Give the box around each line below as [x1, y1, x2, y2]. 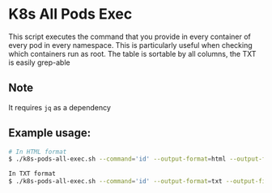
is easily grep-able [8, 58, 70, 67]
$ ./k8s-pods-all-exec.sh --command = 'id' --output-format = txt [8, 178, 223, 186]
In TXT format [8, 169, 57, 178]
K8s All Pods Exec [8, 5, 133, 24]
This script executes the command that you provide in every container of [8, 32, 251, 41]
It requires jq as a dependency [8, 102, 112, 112]
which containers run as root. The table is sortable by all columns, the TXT [8, 49, 257, 58]
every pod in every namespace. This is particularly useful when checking [8, 40, 253, 49]
